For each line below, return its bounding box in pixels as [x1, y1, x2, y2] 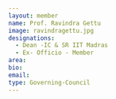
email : [8, 71, 30, 79]
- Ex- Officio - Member [15, 49, 94, 57]
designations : [8, 34, 56, 42]
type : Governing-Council [8, 78, 91, 86]
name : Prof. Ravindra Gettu [8, 19, 102, 27]
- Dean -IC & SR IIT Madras [15, 42, 109, 49]
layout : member [8, 11, 59, 20]
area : [8, 57, 26, 65]
